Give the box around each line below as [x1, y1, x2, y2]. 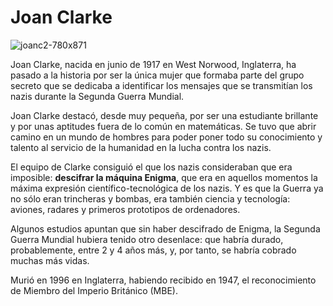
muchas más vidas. [10, 254, 90, 266]
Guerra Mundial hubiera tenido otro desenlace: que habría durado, [10, 233, 284, 245]
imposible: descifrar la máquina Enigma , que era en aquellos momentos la [10, 171, 318, 183]
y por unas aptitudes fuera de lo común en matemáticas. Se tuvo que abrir [10, 120, 317, 132]
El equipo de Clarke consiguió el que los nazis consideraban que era [10, 161, 293, 173]
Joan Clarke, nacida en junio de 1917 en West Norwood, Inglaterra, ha [10, 58, 297, 70]
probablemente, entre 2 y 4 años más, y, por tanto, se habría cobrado [10, 244, 297, 256]
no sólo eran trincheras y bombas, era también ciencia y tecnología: [10, 192, 291, 205]
